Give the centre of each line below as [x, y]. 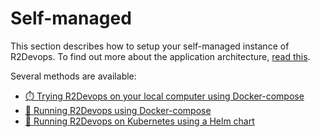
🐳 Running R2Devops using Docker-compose [118, 110]
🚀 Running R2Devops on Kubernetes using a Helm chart [139, 121]
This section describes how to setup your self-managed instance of [150, 46]
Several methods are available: [73, 76]
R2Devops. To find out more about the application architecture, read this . [160, 56]
